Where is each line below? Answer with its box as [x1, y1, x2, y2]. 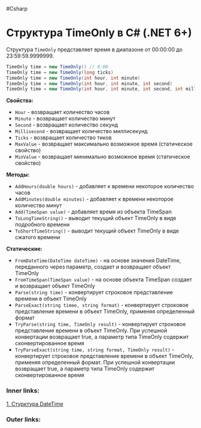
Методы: [6, 171, 30, 179]
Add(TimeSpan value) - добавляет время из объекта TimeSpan [14, 208, 172, 215]
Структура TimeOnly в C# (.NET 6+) [6, 26, 193, 40]
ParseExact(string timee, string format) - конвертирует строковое [14, 302, 189, 309]
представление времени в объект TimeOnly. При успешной [14, 327, 167, 334]
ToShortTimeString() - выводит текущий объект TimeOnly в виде [14, 227, 179, 234]
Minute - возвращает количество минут [14, 115, 115, 122]
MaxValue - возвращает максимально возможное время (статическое [14, 140, 193, 147]
